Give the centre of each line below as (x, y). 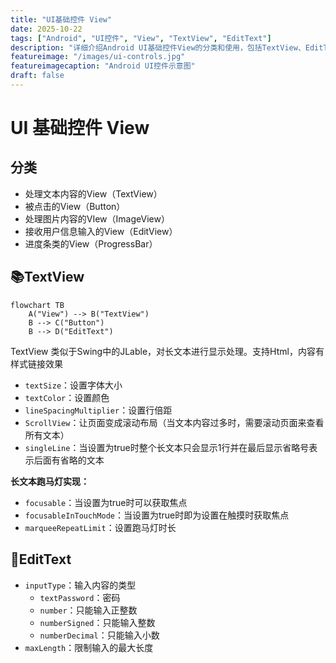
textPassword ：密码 (80, 597)
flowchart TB (37, 305)
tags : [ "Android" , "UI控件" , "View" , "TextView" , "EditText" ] (141, 38)
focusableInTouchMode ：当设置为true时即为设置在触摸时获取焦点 (157, 515)
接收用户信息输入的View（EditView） (101, 231)
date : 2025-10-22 (46, 29)
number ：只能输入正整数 (88, 610)
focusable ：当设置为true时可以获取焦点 (106, 502)
